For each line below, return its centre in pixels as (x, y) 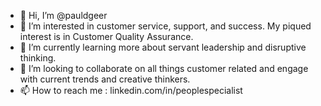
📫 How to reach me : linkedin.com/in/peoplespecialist (131, 90)
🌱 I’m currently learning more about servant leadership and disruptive (163, 47)
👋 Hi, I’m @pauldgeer (63, 15)
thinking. (38, 58)
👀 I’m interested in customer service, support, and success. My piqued (165, 26)
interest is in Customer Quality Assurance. (106, 36)
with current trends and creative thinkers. (105, 79)
